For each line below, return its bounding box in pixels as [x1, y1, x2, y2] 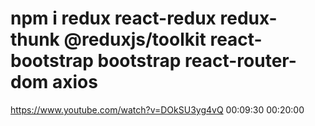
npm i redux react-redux [10, 7, 217, 30]
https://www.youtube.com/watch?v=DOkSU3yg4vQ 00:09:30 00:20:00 [10, 103, 305, 116]
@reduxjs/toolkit [63, 28, 207, 51]
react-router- [184, 50, 297, 72]
